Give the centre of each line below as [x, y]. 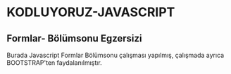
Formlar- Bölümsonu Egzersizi [74, 38]
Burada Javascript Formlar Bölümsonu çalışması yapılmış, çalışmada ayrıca [115, 55]
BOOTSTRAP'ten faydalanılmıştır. [55, 63]
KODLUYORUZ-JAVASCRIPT [91, 12]
